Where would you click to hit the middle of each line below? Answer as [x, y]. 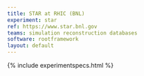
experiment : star [32, 20]
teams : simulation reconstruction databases [72, 33]
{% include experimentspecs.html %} [61, 65]
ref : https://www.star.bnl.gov [52, 26]
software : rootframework [43, 39]
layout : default [30, 46]
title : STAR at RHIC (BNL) [46, 13]
